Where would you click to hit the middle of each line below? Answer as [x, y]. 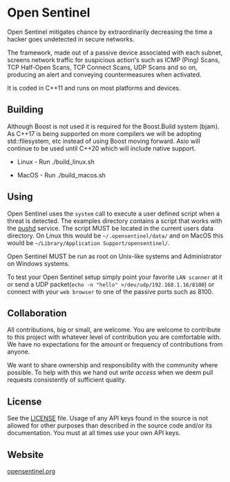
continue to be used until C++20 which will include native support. [102, 148]
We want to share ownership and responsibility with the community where [113, 365]
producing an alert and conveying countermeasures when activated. [104, 75]
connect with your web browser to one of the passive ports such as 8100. [110, 291]
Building [25, 109]
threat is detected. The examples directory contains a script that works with [115, 221]
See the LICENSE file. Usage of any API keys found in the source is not [108, 418]
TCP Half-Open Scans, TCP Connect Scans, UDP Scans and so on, [103, 67]
